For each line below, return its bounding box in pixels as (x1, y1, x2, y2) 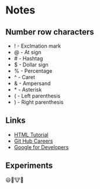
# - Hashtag (13, 55, 43, 62)
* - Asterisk (13, 86, 42, 93)
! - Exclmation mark (13, 42, 61, 49)
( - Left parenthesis (13, 92, 61, 99)
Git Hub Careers (13, 137, 53, 144)
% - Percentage (13, 67, 53, 74)
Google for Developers (13, 143, 69, 150)
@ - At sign (13, 49, 42, 56)
